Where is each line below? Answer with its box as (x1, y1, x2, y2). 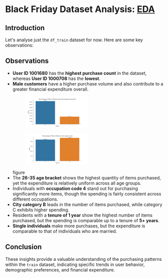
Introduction (5, 24, 45, 32)
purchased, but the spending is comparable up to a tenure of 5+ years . (12, 217, 159, 223)
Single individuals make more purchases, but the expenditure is (12, 223, 145, 229)
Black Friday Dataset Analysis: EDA (5, 4, 155, 15)
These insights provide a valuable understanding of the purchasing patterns (5, 256, 162, 262)
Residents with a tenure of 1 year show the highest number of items (12, 212, 153, 218)
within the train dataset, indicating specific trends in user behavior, (5, 261, 145, 267)
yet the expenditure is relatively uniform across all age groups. (12, 180, 141, 186)
